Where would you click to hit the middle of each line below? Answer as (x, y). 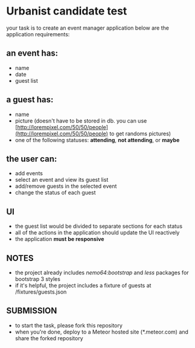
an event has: (32, 53)
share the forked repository (49, 338)
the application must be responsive (59, 239)
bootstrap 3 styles (37, 279)
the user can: (32, 159)
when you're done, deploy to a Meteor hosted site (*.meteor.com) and (102, 332)
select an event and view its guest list (62, 180)
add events (29, 173)
